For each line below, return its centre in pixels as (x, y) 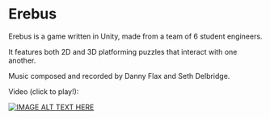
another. (22, 60)
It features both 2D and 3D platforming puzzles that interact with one (123, 51)
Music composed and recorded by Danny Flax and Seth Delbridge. (119, 76)
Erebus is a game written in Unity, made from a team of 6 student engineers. (135, 36)
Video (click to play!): (44, 91)
